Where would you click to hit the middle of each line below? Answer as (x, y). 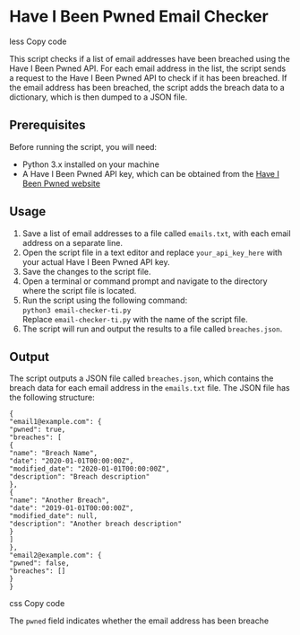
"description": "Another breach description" (95, 524)
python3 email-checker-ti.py (77, 310)
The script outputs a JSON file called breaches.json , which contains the (141, 378)
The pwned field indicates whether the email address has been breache (139, 621)
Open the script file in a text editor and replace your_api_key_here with (152, 252)
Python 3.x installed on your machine (90, 164)
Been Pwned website (61, 183)
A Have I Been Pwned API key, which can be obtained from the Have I (150, 173)
